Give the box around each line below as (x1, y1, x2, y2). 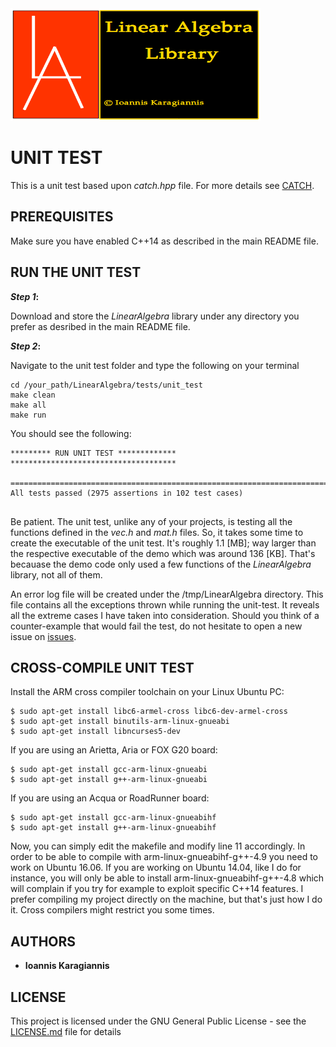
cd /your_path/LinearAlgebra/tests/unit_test (10, 380, 203, 390)
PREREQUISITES (10, 208, 114, 226)
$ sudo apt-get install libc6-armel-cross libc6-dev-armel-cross (10, 707, 288, 717)
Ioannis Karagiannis (24, 960, 110, 972)
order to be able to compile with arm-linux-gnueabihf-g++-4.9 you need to (10, 851, 319, 863)
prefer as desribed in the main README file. (10, 320, 191, 332)
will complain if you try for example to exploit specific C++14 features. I (10, 883, 304, 895)
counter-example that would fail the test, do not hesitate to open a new (10, 620, 303, 632)
